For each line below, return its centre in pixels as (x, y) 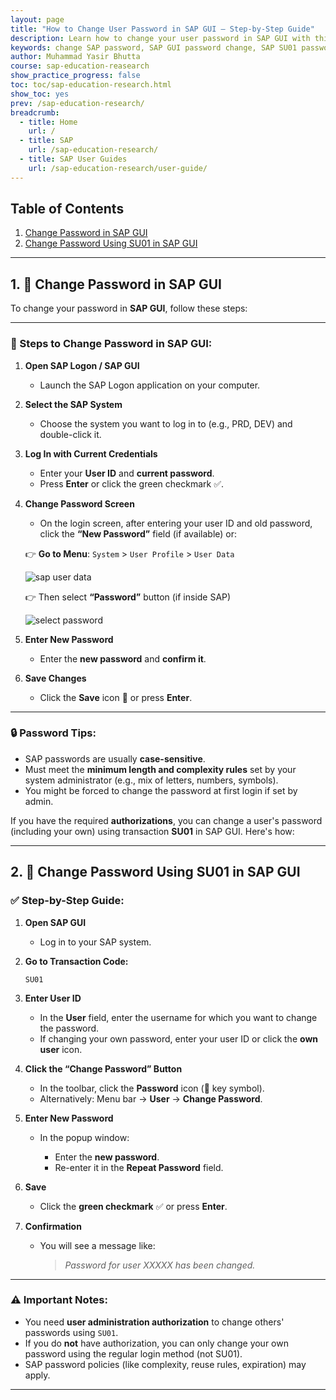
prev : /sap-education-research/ (77, 103)
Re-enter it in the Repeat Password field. (139, 1167)
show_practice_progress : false (75, 76)
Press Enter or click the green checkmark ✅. (132, 483)
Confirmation (53, 1226)
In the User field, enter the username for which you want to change (178, 1017)
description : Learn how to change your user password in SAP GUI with (160, 38)
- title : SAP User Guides (73, 159)
